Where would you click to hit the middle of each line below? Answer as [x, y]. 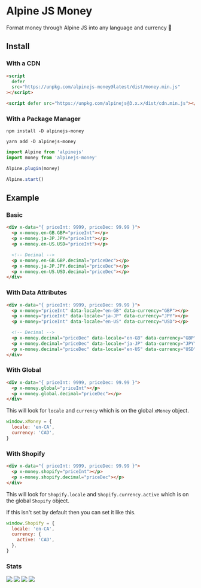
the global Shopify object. [38, 501]
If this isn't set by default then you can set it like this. [71, 512]
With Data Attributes [37, 293]
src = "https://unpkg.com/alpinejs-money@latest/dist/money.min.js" [96, 87]
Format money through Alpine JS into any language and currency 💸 [89, 28]
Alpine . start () [25, 179]
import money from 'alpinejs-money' [52, 158]
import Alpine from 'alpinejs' [45, 152]
